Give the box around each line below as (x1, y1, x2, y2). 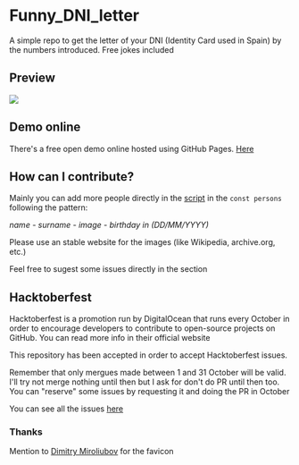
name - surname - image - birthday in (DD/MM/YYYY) (9, 220, 210, 231)
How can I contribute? (9, 169, 135, 184)
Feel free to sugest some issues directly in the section (9, 264, 208, 275)
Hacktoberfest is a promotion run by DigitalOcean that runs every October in (9, 314, 290, 325)
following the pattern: (9, 202, 88, 213)
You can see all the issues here (9, 403, 124, 414)
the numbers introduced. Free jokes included (9, 44, 174, 55)
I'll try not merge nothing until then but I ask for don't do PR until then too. (9, 376, 280, 387)
